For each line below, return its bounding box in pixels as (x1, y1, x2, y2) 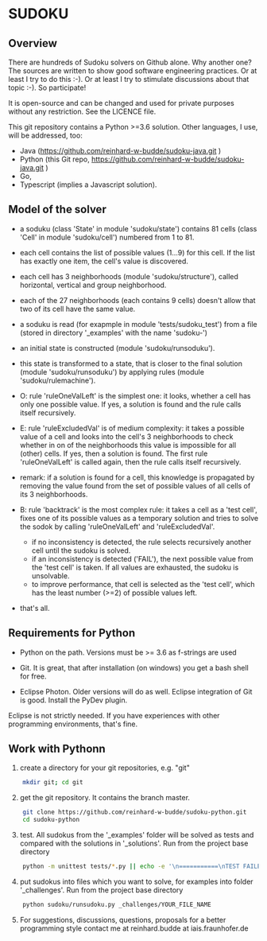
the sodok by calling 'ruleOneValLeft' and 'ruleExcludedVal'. (19, 522, 215, 531)
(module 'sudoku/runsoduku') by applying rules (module (19, 367, 205, 376)
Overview (8, 37, 58, 50)
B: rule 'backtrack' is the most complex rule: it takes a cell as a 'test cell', (19, 504, 257, 514)
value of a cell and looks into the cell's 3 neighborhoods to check (19, 431, 234, 441)
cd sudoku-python (22, 816, 80, 824)
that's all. (19, 603, 50, 612)
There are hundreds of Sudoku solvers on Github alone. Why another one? (8, 57, 252, 67)
